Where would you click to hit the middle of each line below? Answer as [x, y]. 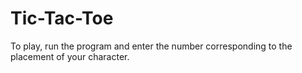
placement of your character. [70, 56]
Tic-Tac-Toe [62, 18]
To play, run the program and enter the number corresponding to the [151, 46]
